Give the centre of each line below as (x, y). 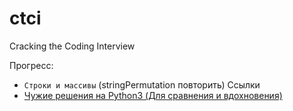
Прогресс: (31, 65)
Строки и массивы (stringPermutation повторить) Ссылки (142, 84)
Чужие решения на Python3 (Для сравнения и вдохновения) (153, 95)
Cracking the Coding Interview (72, 46)
